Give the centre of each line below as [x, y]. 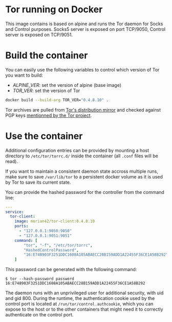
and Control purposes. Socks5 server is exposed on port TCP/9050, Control [85, 29]
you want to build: [24, 75]
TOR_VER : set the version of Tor [46, 91]
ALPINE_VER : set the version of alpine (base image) [67, 85]
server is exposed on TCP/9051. [39, 34]
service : [15, 212]
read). [12, 161]
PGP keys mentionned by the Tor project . [49, 115]
